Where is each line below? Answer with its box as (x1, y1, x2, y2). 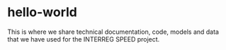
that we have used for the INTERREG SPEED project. (7, 35, 160, 43)
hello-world (7, 4, 78, 20)
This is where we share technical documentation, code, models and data (7, 27, 220, 36)
